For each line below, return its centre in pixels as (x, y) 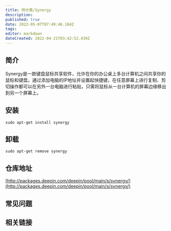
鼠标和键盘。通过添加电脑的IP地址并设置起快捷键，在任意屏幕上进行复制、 (83, 80)
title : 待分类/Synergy (28, 10)
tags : (11, 29)
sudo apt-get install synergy (38, 122)
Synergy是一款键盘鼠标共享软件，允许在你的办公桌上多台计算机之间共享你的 (86, 73)
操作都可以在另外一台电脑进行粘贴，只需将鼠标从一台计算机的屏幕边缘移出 (88, 86)
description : (19, 15)
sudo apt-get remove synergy (36, 151)
